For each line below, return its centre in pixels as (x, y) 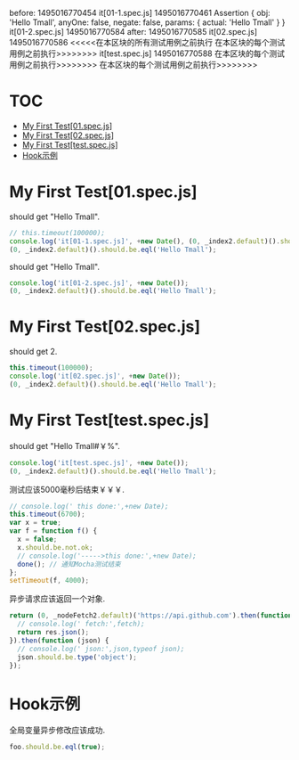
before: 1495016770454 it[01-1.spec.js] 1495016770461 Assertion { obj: (140, 13)
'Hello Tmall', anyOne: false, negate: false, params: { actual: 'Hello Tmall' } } (148, 22)
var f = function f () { (53, 531)
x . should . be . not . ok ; (55, 547)
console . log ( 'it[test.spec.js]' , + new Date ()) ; (99, 462)
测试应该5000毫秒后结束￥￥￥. (67, 489)
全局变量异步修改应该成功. (57, 731)
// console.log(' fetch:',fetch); (81, 624)
